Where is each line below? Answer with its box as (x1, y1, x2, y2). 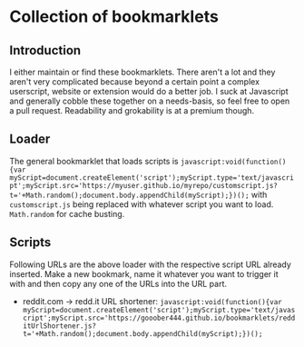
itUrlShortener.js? (22, 321, 97, 331)
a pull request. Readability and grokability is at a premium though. (9, 105, 255, 115)
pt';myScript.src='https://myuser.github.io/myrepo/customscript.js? (9, 181, 279, 190)
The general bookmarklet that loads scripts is (9, 155, 179, 166)
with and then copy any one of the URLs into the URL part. (9, 278, 228, 289)
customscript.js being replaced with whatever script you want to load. (9, 198, 274, 210)
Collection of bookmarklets (9, 6, 220, 27)
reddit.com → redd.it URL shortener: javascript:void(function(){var (22, 295, 283, 306)
